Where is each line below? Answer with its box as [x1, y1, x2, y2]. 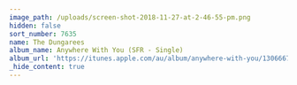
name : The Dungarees [9, 37, 86, 47]
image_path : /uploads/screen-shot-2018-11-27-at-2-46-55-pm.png [9, 12, 251, 22]
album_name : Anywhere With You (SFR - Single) [9, 46, 184, 55]
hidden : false [9, 21, 62, 30]
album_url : [9, 54, 49, 63]
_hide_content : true [9, 63, 86, 72]
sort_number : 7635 [9, 29, 77, 38]
